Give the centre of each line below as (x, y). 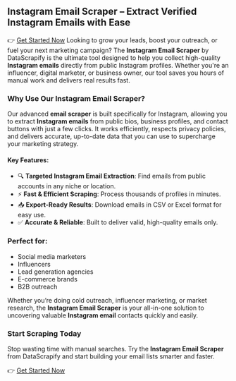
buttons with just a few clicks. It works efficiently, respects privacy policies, (117, 129)
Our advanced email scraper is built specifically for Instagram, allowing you (117, 114)
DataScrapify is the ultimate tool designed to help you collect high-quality (114, 58)
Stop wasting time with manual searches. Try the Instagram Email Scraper (116, 349)
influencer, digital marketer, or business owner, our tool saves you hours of (116, 73)
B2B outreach (37, 286)
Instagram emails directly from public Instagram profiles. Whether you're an (118, 65)
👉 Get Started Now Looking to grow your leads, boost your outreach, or (112, 40)
